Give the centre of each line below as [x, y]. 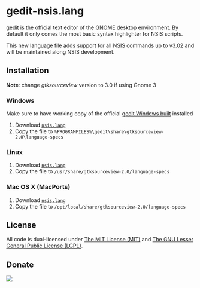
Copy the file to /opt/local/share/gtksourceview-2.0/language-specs [100, 206]
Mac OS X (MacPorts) [38, 187]
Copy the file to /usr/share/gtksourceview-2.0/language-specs [92, 171]
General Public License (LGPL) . [45, 246]
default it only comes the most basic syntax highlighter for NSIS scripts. [95, 33]
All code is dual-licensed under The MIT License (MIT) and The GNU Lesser [100, 240]
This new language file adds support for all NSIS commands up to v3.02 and [100, 45]
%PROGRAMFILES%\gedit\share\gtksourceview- [109, 132]
